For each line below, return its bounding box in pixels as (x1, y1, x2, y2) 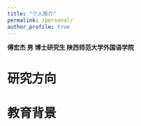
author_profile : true (7, 23, 70, 30)
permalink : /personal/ (7, 17, 73, 24)
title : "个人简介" (7, 10, 57, 17)
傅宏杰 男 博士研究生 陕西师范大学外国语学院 (7, 43, 134, 52)
